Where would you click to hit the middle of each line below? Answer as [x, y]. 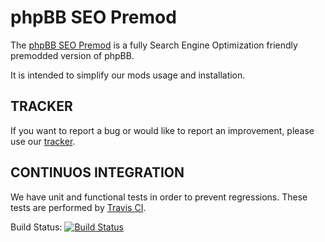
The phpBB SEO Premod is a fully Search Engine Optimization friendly [154, 45]
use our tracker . [43, 141]
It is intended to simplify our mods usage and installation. [128, 75]
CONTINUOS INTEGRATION [97, 172]
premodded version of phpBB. [72, 55]
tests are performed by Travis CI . [78, 207]
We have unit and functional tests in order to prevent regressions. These [159, 197]
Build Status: [36, 227]
